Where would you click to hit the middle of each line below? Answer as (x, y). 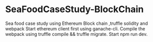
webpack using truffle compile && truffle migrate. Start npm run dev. (76, 34)
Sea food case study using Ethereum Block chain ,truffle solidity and (76, 23)
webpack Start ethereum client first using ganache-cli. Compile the (75, 28)
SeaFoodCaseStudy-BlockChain (74, 9)
